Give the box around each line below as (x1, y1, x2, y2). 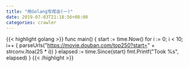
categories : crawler (6, 19, 57, 25)
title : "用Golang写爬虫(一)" (6, 8, 74, 15)
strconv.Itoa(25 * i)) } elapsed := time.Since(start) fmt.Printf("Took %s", (6, 48, 179, 55)
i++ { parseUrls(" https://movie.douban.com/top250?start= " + (6, 42, 155, 49)
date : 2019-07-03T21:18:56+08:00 (6, 14, 88, 20)
